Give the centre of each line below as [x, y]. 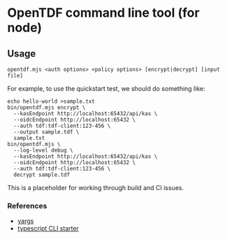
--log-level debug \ [43, 150]
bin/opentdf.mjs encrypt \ [46, 108]
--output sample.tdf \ [46, 132]
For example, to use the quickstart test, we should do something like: [106, 88]
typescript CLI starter [48, 229]
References [27, 205]
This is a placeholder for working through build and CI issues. [95, 188]
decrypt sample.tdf [42, 175]
